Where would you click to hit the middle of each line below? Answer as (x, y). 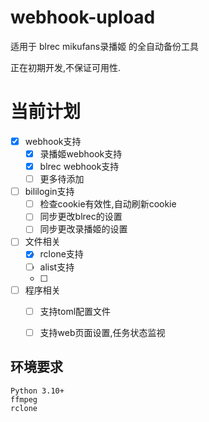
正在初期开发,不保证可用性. (66, 67)
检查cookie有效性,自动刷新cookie (108, 204)
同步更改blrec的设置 (81, 217)
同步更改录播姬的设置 (83, 229)
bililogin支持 (49, 192)
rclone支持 (61, 254)
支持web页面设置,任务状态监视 (102, 332)
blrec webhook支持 (79, 166)
